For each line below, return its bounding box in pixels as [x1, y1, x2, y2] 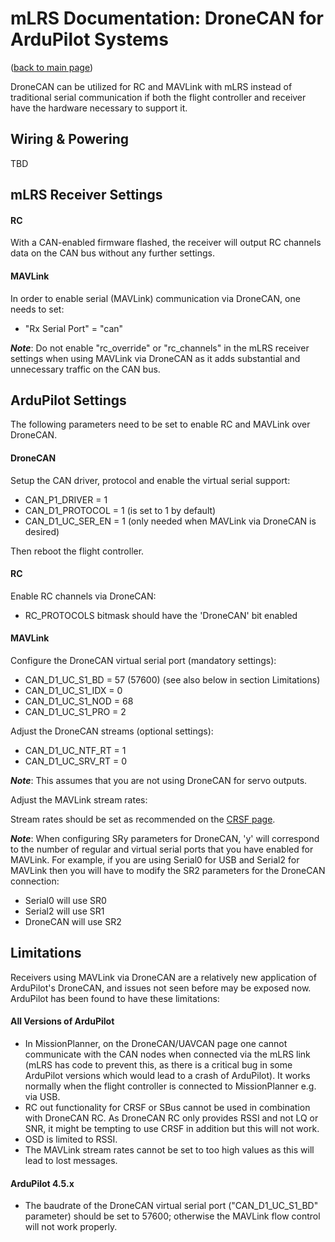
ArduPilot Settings [10, 392, 127, 409]
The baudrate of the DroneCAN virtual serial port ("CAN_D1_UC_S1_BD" [24, 1200, 319, 1212]
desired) [24, 525, 60, 537]
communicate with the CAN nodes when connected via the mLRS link [24, 1048, 311, 1060]
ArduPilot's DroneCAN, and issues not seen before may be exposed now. [10, 982, 312, 994]
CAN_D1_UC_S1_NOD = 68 [24, 695, 134, 707]
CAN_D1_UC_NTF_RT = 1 [24, 744, 127, 756]
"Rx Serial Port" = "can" [24, 322, 124, 334]
